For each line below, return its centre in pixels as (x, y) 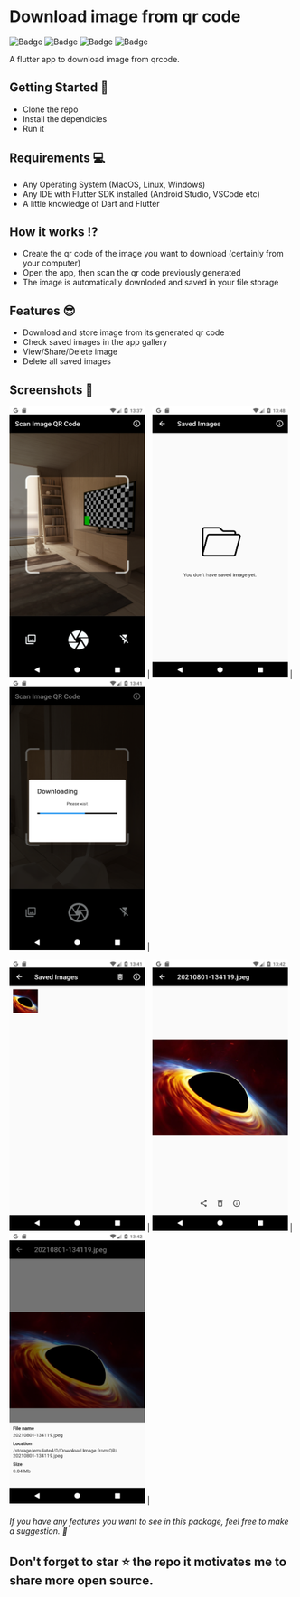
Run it (33, 128)
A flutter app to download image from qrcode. (95, 59)
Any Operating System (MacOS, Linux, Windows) (114, 184)
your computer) (52, 263)
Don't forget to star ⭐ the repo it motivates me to (148, 1562)
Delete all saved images (66, 361)
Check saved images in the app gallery (95, 342)
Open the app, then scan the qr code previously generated (131, 273)
